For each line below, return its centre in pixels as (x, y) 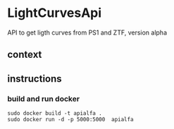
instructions (35, 79)
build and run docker (43, 99)
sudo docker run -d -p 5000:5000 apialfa (70, 120)
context (25, 55)
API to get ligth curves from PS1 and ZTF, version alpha (87, 32)
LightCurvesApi (55, 13)
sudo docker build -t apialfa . (55, 113)
